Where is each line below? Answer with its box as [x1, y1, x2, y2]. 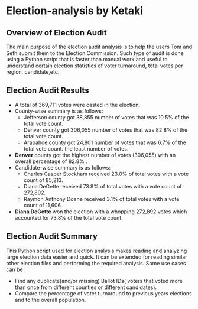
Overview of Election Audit [6, 28, 108, 38]
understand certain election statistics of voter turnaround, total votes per [6, 62, 183, 69]
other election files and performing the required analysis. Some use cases [6, 259, 186, 266]
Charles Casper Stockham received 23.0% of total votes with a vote [23, 170, 189, 177]
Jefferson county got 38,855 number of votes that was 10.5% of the [23, 113, 189, 121]
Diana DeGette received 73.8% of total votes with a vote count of [23, 183, 182, 190]
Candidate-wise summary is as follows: [14, 164, 111, 171]
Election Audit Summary [6, 232, 98, 242]
